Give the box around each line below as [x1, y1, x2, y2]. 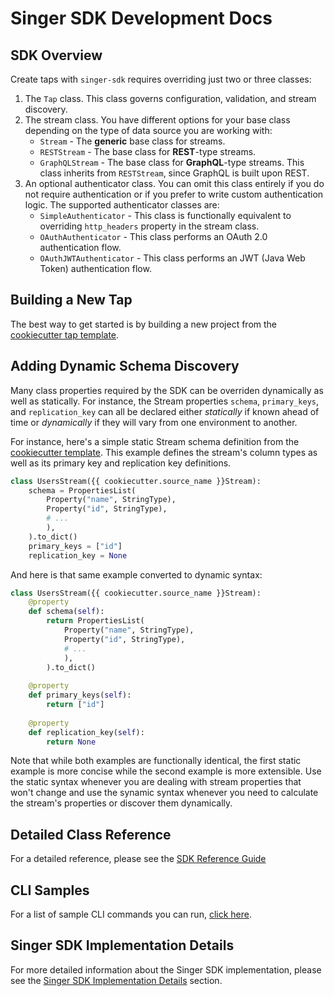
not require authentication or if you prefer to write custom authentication [24, 188, 324, 200]
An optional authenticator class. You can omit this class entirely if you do [24, 178, 325, 189]
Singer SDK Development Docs [10, 7, 273, 30]
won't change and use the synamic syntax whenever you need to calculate [10, 787, 319, 799]
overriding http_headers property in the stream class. [39, 220, 260, 232]
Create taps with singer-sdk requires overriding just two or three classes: [10, 73, 312, 85]
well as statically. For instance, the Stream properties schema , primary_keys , [10, 395, 319, 407]
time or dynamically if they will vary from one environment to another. [10, 416, 298, 428]
